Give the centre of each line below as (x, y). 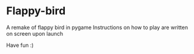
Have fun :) (20, 45)
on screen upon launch (35, 33)
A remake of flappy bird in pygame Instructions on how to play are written (97, 27)
